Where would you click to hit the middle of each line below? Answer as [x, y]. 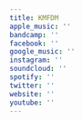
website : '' [32, 94]
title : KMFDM [34, 18]
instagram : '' [36, 60]
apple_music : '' [40, 26]
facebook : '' [34, 43]
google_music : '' [42, 52]
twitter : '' [32, 86]
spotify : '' [32, 77]
